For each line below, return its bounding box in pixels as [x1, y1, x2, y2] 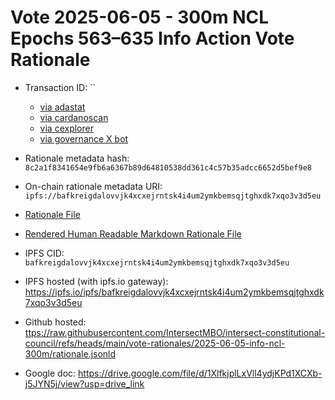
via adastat [39, 101, 86, 113]
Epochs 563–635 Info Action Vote [10, 27, 295, 50]
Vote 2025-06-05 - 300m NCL [10, 6, 270, 29]
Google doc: [24, 367, 77, 379]
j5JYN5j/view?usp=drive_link [24, 377, 145, 390]
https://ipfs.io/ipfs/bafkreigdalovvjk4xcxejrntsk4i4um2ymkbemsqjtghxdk [24, 286, 325, 298]
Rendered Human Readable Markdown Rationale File [24, 227, 242, 240]
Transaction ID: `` [24, 81, 97, 93]
